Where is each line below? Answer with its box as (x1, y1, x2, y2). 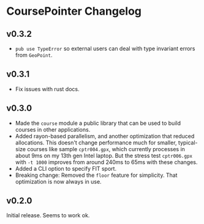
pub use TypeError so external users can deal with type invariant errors (15, 45, 195, 52)
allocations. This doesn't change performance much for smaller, (15, 139, 177, 146)
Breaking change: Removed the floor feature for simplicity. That (15, 171, 178, 179)
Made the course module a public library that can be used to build (15, 119, 181, 127)
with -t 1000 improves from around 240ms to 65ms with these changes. (15, 158, 198, 166)
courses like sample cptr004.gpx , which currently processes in (27, 145, 186, 152)
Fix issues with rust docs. (15, 85, 80, 92)
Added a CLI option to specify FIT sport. (15, 165, 117, 172)
